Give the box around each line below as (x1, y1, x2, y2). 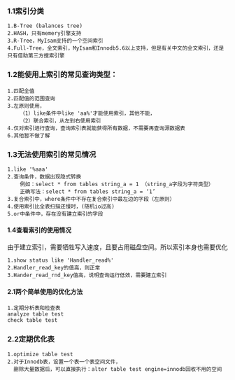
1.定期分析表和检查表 (7, 304, 61, 312)
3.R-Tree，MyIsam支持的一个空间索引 (7, 37, 104, 45)
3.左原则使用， (7, 102, 45, 109)
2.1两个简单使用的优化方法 (7, 287, 83, 295)
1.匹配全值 (7, 87, 35, 94)
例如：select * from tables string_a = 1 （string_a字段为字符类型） (20, 181, 214, 188)
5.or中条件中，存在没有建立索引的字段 (7, 210, 104, 218)
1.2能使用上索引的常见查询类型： (7, 70, 117, 80)
